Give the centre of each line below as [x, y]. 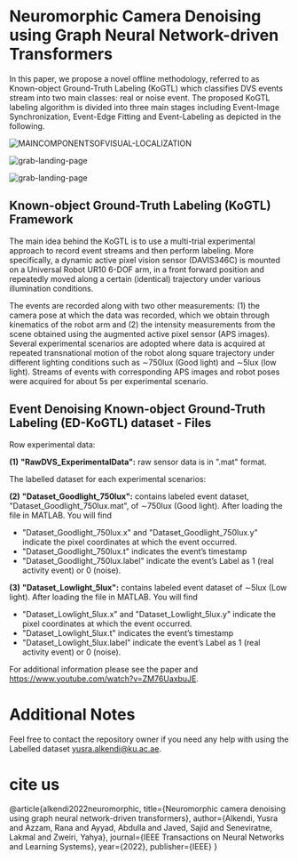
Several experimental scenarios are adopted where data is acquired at [137, 343]
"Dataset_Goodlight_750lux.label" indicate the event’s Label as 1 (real [148, 560]
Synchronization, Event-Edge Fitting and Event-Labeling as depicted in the [145, 117]
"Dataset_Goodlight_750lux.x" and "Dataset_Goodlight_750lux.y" [140, 532]
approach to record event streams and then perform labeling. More [132, 250]
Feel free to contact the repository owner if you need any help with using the [149, 739]
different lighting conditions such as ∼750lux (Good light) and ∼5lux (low [143, 362]
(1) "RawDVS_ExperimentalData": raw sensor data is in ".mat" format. [138, 462]
